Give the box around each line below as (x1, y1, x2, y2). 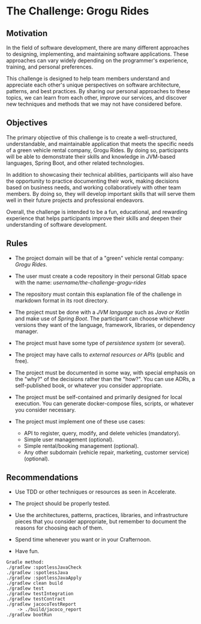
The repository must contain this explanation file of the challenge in (14, 290, 182, 298)
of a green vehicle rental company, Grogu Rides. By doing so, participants (6, 146, 189, 154)
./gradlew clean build (6, 580, 63, 587)
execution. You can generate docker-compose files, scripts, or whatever (14, 400, 194, 407)
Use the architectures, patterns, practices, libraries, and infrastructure (14, 512, 188, 519)
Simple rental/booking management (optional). (23, 442, 139, 449)
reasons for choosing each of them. (14, 524, 104, 531)
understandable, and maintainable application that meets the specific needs (6, 140, 194, 147)
